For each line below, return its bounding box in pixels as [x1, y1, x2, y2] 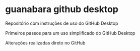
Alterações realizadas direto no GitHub [5, 39, 86, 46]
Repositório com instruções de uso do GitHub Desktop [5, 20, 118, 26]
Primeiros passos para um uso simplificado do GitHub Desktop [5, 30, 135, 36]
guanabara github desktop [5, 4, 118, 15]
